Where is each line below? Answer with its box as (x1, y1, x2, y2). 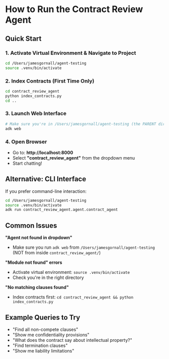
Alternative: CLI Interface (5, 175, 87, 183)
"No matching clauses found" (5, 284, 69, 291)
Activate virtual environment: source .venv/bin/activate (12, 269, 130, 275)
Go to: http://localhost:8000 (12, 150, 73, 156)
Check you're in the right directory (12, 274, 84, 280)
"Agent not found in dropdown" (5, 235, 72, 241)
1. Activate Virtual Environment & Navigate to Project (5, 49, 136, 56)
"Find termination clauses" (12, 342, 68, 348)
